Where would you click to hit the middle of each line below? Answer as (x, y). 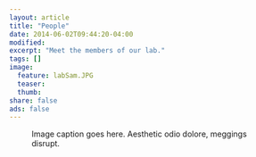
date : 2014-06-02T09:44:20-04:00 (71, 34)
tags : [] (25, 59)
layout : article (39, 17)
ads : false (29, 109)
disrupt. (46, 144)
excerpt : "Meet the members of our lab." (87, 51)
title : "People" (39, 26)
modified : (28, 42)
